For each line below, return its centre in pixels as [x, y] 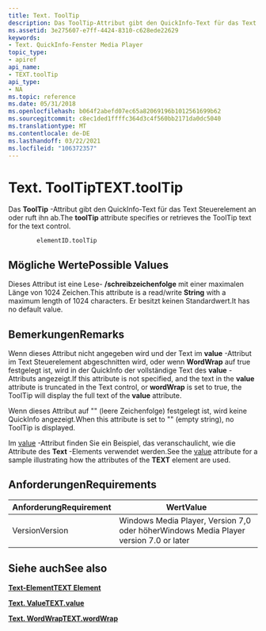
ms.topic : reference [42, 97]
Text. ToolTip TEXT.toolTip [96, 187]
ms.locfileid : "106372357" [53, 148]
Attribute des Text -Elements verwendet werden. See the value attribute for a [133, 451]
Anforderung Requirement [62, 507]
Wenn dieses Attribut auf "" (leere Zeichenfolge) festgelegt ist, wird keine [128, 411]
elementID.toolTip [67, 241]
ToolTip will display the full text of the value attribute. [95, 395]
